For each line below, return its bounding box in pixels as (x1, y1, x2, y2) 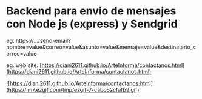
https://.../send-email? (15, 37, 71, 44)
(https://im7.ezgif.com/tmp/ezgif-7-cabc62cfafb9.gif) (6, 86, 140, 93)
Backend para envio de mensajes (6, 4, 177, 18)
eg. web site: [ (6, 62, 42, 69)
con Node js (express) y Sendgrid (6, 17, 178, 31)
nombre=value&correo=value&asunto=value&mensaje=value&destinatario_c (6, 43, 196, 51)
